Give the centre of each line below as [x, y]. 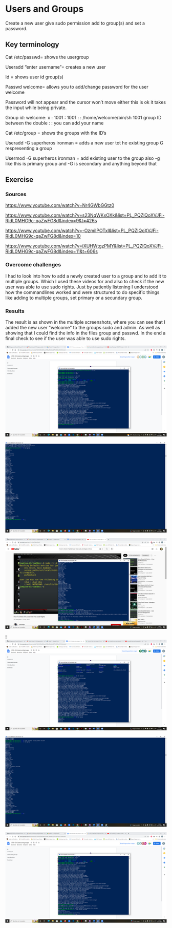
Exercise [19, 180]
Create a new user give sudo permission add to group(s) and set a [75, 23]
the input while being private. [36, 108]
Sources [16, 194]
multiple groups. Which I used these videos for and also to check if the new [85, 281]
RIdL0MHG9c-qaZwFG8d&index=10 [43, 236]
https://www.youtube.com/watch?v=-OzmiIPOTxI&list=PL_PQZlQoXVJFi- [82, 230]
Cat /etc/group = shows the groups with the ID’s [56, 133]
